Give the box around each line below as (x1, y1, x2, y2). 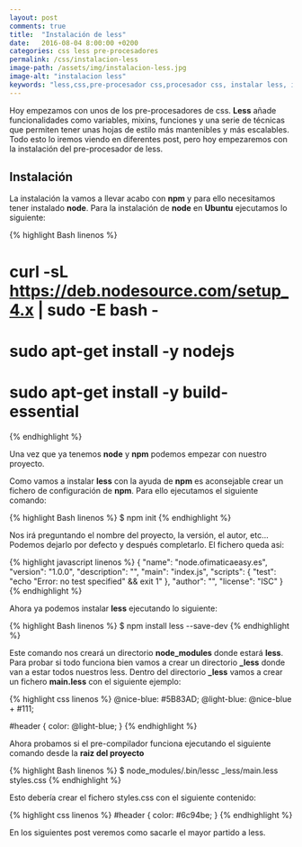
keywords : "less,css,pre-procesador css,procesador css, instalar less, (9, 80, 288, 89)
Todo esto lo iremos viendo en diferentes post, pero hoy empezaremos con (9, 133, 288, 144)
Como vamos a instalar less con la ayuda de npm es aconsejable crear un (9, 475, 284, 487)
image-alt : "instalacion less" (9, 72, 127, 81)
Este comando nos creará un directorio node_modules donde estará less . (9, 647, 284, 658)
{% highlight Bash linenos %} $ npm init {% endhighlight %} (9, 512, 232, 523)
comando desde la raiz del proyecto (9, 747, 145, 758)
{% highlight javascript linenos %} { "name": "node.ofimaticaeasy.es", (9, 556, 268, 568)
